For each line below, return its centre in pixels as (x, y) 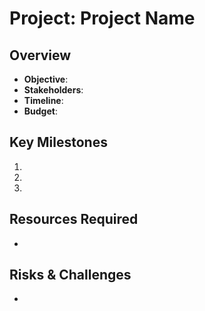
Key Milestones (58, 142)
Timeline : (43, 100)
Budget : (40, 111)
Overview (40, 55)
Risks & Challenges (70, 275)
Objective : (46, 79)
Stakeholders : (53, 90)
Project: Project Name (102, 18)
